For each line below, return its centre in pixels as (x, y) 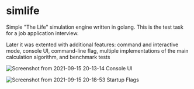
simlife (23, 11)
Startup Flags (123, 80)
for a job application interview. (42, 33)
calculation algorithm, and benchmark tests (58, 57)
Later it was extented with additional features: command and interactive (92, 44)
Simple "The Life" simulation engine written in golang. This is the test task (95, 27)
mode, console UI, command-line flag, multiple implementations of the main (97, 50)
